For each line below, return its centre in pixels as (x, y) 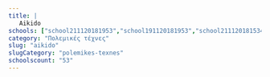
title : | (23, 16)
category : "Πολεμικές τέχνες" (59, 38)
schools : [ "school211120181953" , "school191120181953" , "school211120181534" (138, 30)
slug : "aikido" (34, 46)
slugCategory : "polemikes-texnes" (66, 53)
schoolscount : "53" (41, 61)
